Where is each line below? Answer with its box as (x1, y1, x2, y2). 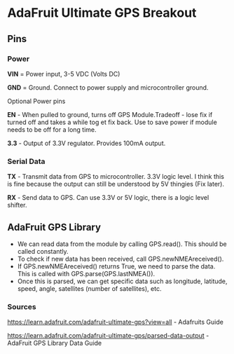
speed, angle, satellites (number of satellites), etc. (17, 284, 162, 292)
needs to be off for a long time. (7, 125, 97, 134)
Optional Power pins (7, 97, 66, 105)
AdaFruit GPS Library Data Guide (7, 339, 102, 348)
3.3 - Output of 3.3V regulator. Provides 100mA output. (7, 139, 166, 147)
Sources (7, 301, 36, 311)
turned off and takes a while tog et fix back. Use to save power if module (7, 118, 217, 126)
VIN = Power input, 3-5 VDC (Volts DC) (7, 69, 121, 78)
